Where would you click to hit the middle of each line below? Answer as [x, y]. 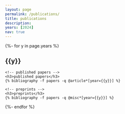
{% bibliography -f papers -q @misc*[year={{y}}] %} [60, 98]
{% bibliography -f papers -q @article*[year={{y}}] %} [63, 81]
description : [18, 23]
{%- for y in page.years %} [32, 46]
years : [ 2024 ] [19, 28]
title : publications [26, 18]
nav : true [15, 32]
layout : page [18, 9]
